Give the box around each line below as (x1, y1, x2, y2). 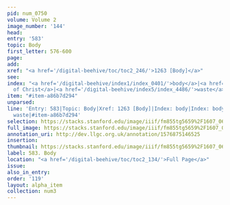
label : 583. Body (7, 150, 57, 157)
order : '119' (7, 175, 44, 182)
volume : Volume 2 (7, 16, 57, 23)
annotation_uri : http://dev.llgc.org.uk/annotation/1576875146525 (7, 131, 201, 137)
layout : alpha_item (7, 182, 63, 189)
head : (7, 29, 23, 36)
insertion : (7, 137, 38, 144)
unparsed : (7, 99, 36, 106)
